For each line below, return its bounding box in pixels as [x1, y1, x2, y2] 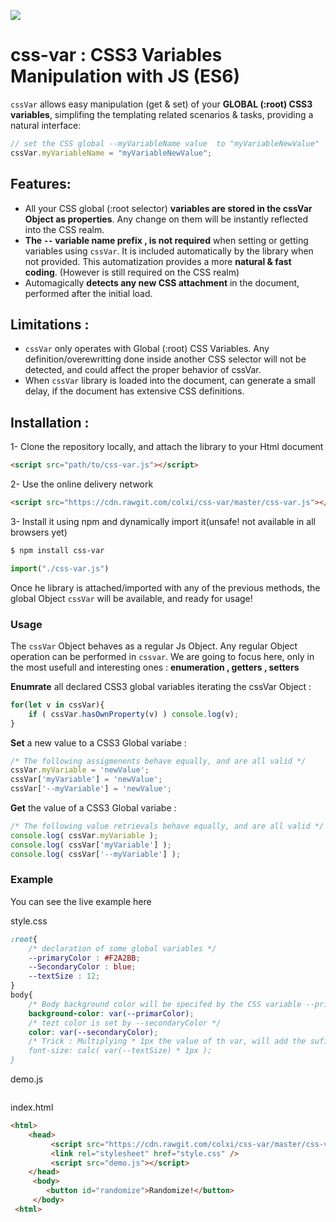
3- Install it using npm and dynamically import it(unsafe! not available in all [10, 515, 316, 527]
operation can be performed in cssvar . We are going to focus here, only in [10, 650, 315, 662]
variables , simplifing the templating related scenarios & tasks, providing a [10, 108, 314, 120]
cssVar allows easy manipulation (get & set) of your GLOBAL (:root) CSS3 [10, 98, 313, 110]
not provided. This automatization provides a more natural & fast [24, 255, 292, 267]
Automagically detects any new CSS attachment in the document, [24, 276, 300, 289]
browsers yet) [10, 526, 68, 538]
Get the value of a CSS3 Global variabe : [10, 802, 177, 814]
